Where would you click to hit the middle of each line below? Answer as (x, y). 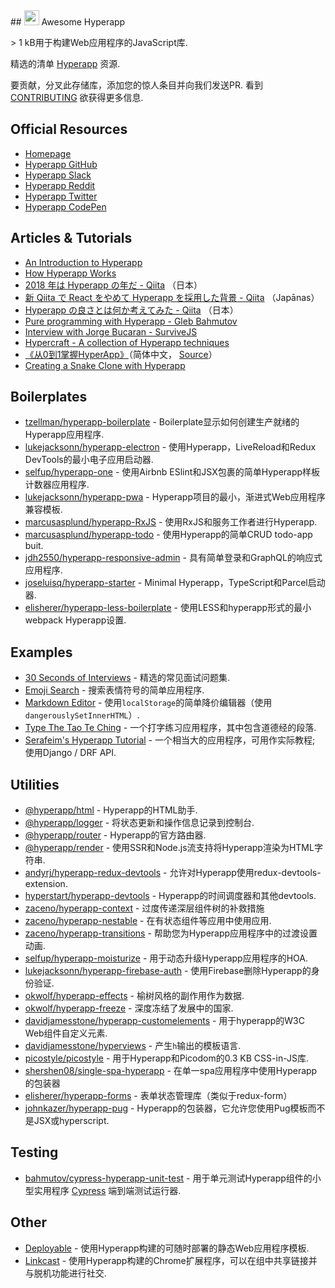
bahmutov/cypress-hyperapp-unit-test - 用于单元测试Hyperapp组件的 (168, 1178)
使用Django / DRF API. (70, 753)
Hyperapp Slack (58, 175)
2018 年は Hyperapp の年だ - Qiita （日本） (113, 285)
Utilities (35, 784)
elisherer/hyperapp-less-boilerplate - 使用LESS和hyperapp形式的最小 (168, 608)
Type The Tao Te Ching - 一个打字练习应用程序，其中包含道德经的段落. (170, 728)
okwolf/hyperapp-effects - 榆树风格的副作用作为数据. (134, 996)
